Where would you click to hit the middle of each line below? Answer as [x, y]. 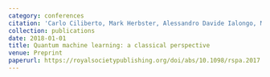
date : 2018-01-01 [37, 38]
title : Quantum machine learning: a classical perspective [109, 46]
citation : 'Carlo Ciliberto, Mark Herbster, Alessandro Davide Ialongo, [133, 23]
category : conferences [46, 16]
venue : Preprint [35, 53]
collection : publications [51, 30]
